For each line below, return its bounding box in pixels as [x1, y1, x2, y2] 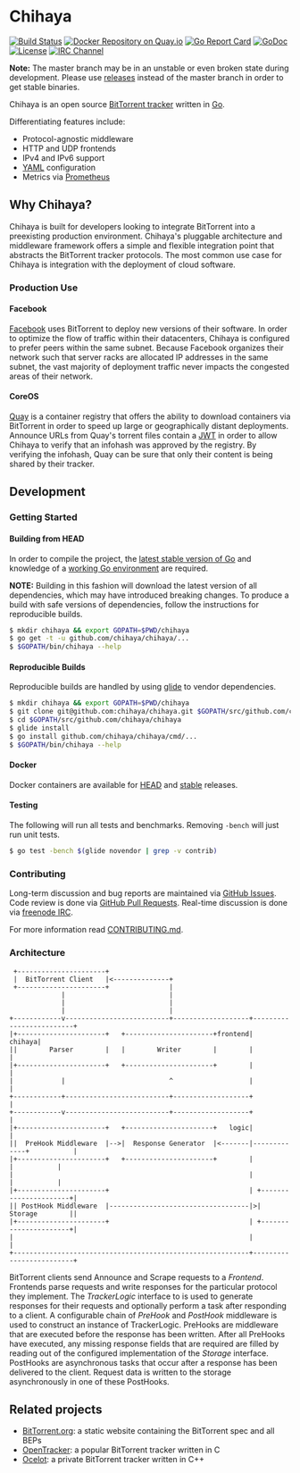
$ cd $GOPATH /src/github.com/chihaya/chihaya [9, 716, 181, 724]
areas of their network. [9, 371, 94, 381]
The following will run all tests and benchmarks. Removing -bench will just [9, 820, 279, 831]
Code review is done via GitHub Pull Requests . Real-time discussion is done [9, 898, 288, 908]
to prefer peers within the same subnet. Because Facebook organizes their [9, 342, 284, 353]
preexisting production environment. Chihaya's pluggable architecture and [9, 230, 283, 241]
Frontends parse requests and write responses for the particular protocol [9, 1281, 278, 1292]
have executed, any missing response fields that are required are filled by [9, 1338, 279, 1349]
